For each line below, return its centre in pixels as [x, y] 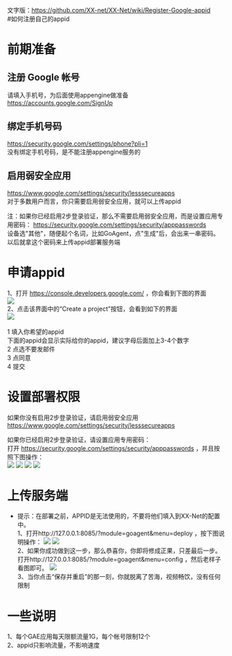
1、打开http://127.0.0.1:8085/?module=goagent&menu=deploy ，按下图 [118, 533]
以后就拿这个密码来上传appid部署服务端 [64, 242]
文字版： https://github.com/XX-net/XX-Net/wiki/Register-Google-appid [109, 10]
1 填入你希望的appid [36, 331]
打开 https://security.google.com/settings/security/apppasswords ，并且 [111, 448]
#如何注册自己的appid [38, 19]
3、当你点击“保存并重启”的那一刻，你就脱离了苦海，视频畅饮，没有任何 [119, 577]
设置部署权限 [44, 397]
